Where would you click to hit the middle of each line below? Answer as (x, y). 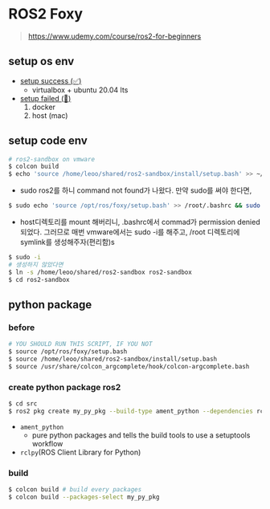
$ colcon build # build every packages (75, 490)
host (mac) (50, 115)
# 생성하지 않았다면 (36, 265)
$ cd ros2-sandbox (39, 279)
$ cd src (23, 404)
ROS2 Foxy (45, 14)
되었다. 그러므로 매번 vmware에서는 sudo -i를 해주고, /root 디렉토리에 (130, 232)
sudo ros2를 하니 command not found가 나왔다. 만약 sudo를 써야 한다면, (136, 190)
